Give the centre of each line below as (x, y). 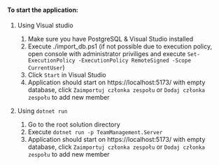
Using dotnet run (42, 111)
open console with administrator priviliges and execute (107, 54)
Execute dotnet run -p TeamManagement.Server (95, 132)
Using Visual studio (45, 25)
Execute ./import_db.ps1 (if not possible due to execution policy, (120, 46)
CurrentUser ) (46, 67)
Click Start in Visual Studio (67, 75)
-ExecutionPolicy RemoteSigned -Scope (134, 61)
